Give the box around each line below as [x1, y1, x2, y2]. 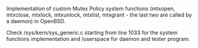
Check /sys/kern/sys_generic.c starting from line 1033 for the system [6, 29, 178, 36]
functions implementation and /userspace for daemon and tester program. [6, 36, 191, 42]
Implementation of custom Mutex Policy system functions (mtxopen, [6, 5, 176, 12]
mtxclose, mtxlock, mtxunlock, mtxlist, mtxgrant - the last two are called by [6, 11, 193, 18]
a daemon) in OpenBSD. [6, 18, 66, 24]
